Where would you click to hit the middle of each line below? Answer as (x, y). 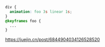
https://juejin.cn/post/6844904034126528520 (53, 40)
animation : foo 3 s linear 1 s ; (41, 12)
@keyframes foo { (23, 21)
